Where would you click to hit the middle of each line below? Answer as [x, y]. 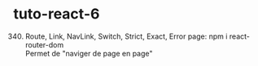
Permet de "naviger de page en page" [89, 53]
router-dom [44, 44]
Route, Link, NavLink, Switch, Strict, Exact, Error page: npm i [126, 36]
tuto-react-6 [57, 14]
